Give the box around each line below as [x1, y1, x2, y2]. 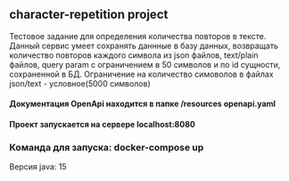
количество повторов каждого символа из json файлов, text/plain [9, 49, 259, 61]
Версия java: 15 [9, 161, 67, 172]
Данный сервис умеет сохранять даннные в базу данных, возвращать [9, 40, 279, 51]
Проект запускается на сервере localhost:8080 [9, 119, 196, 129]
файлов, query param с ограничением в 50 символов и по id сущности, [9, 59, 281, 70]
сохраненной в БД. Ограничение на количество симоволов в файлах [9, 69, 274, 79]
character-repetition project [9, 7, 169, 22]
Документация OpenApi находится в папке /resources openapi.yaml [9, 98, 277, 110]
